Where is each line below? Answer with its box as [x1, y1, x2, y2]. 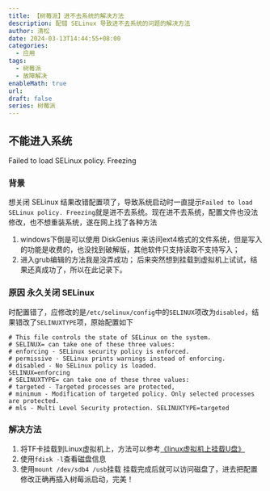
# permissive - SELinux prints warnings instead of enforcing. [8, 355, 226, 363]
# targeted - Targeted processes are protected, [8, 383, 175, 391]
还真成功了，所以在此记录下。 [27, 265, 127, 275]
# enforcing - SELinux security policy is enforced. [8, 347, 190, 355]
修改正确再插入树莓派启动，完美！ [19, 474, 134, 484]
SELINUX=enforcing [8, 368, 70, 376]
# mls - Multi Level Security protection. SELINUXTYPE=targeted [8, 404, 230, 412]
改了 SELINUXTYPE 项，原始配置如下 [22, 317, 133, 327]
